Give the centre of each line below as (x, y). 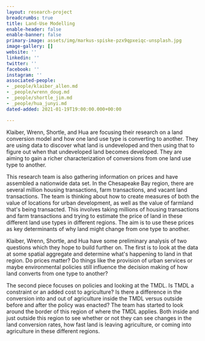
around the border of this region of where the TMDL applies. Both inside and (102, 312)
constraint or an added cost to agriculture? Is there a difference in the (94, 292)
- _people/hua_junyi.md (37, 103)
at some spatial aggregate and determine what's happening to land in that (99, 254)
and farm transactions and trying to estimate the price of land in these (95, 216)
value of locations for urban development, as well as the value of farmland (100, 203)
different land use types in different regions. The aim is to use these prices (100, 222)
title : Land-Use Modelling (41, 23)
